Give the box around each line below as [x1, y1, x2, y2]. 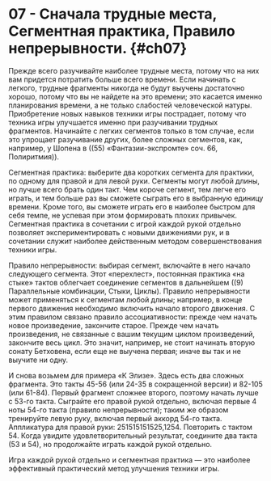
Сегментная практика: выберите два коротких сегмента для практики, [8, 167, 255, 177]
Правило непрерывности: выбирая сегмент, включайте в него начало [8, 260, 251, 270]
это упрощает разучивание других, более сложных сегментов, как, [8, 134, 243, 144]
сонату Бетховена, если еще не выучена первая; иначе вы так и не [8, 346, 241, 356]
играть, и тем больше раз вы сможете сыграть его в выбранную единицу [8, 193, 264, 203]
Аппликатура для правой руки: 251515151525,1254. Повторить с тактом [8, 422, 253, 432]
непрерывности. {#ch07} [8, 40, 188, 57]
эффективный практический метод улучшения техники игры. [8, 463, 220, 473]
